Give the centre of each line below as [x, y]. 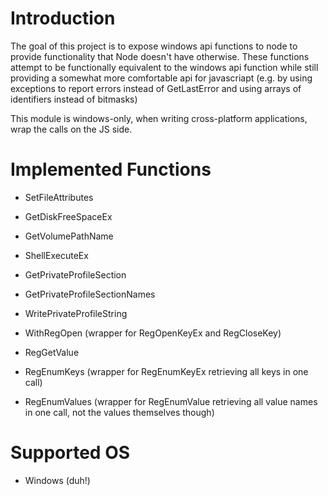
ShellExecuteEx [56, 255]
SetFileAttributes [59, 197]
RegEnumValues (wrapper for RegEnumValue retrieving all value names [171, 401]
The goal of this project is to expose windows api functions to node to [154, 46]
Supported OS [70, 453]
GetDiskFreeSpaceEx [68, 216]
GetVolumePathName [69, 236]
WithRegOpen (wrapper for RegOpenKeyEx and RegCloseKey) [153, 333]
